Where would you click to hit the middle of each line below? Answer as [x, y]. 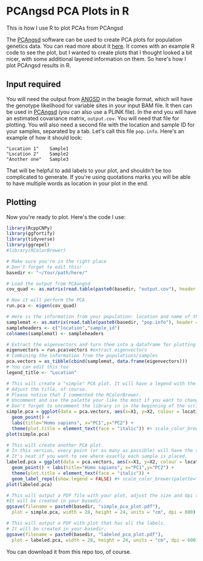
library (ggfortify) [31, 234]
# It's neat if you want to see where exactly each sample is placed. [97, 456]
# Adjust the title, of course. [47, 389]
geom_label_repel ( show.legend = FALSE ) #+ [66, 479]
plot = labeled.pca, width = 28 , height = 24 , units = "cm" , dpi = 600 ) [105, 540]
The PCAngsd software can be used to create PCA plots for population [94, 39]
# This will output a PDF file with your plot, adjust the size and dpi [100, 495]
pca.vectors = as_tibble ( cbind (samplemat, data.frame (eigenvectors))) [97, 361]
